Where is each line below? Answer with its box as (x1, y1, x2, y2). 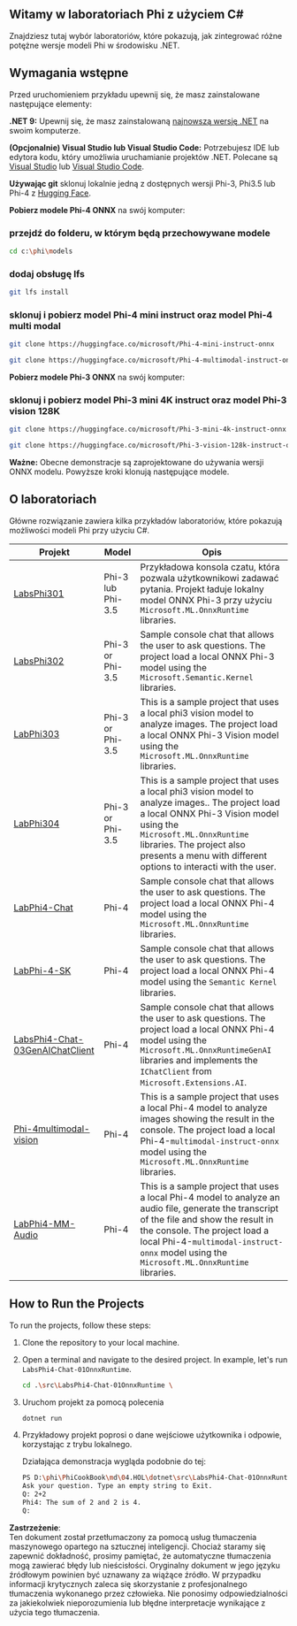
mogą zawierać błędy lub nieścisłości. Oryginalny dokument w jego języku (9, 1560, 281, 1570)
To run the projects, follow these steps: (9, 1320, 152, 1331)
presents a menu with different (140, 849, 268, 862)
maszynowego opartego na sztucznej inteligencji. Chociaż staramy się (9, 1541, 266, 1552)
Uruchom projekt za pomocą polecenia (21, 1397, 164, 1407)
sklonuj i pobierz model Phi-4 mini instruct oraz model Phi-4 (9, 309, 273, 321)
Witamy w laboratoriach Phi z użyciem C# (9, 7, 245, 22)
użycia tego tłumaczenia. (9, 1607, 100, 1617)
